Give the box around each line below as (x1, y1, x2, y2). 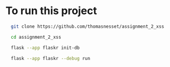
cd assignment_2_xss (11, 34, 61, 40)
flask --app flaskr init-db (11, 45, 80, 51)
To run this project (5, 4, 97, 18)
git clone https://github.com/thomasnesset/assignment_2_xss (11, 24, 165, 29)
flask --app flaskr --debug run (11, 55, 91, 61)
